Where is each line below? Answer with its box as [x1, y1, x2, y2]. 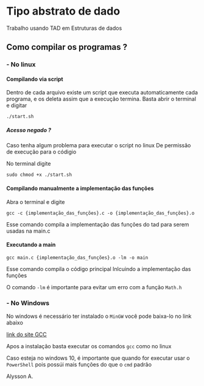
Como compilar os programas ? [6, 42, 128, 52]
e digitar [6, 102, 27, 109]
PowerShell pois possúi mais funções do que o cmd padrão [6, 361, 152, 368]
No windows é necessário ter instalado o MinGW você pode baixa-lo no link [6, 312, 192, 320]
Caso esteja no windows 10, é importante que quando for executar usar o [6, 354, 190, 362]
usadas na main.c [6, 227, 51, 234]
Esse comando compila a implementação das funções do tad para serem [6, 220, 189, 228]
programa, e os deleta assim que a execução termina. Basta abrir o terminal [6, 96, 197, 103]
